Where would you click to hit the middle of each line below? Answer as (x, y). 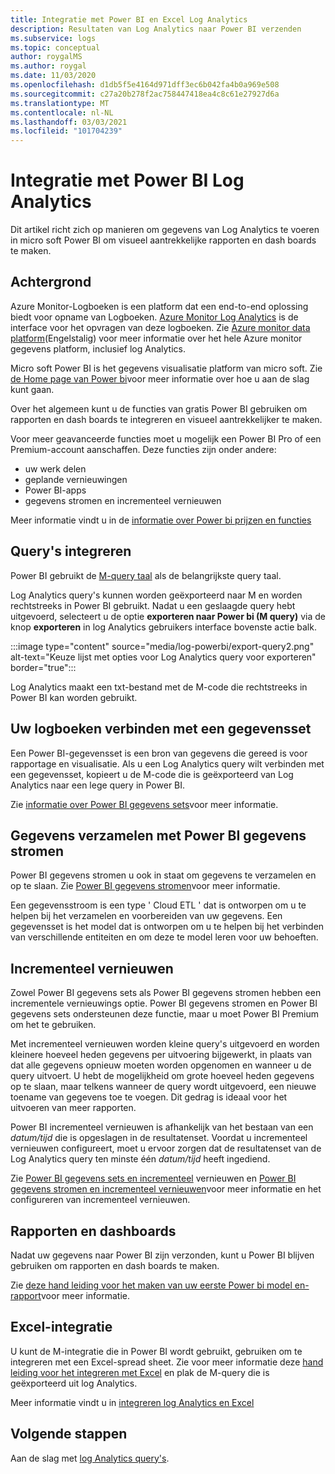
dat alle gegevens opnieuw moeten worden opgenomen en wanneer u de (161, 1065)
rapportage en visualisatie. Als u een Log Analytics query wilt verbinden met (167, 763)
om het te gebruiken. (53, 1025)
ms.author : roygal (48, 66)
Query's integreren (71, 551)
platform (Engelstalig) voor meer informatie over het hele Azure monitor (156, 338)
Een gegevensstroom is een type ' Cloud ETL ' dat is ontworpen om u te (158, 905)
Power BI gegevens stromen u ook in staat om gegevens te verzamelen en (163, 875)
